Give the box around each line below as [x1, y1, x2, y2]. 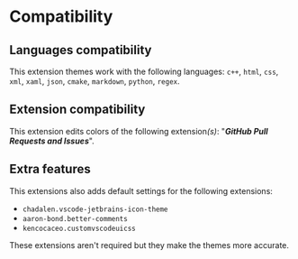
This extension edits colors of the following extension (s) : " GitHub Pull [9, 125, 268, 136]
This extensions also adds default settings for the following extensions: [9, 185, 273, 196]
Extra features [9, 162, 92, 177]
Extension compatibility [9, 102, 146, 117]
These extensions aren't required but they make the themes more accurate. [9, 239, 290, 250]
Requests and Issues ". [9, 135, 95, 146]
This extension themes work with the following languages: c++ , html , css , [9, 66, 279, 77]
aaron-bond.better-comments [22, 214, 128, 223]
